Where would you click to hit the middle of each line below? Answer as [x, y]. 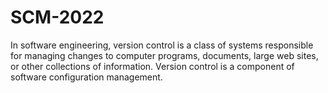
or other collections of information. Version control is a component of [152, 66]
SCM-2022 [57, 17]
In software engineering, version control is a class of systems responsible [162, 45]
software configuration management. [86, 77]
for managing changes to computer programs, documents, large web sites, [164, 55]
